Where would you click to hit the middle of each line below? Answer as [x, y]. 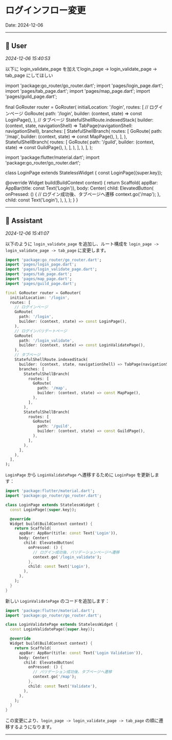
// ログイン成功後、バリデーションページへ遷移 [76, 552]
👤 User [16, 46]
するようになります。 [32, 727]
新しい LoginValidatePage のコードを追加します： [58, 601]
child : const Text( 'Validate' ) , [62, 686]
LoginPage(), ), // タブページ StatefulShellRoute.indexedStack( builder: [79, 120]
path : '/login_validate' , [46, 341]
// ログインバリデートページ [41, 331]
